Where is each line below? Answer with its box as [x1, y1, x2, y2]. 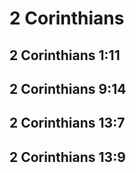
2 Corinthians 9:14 [9, 80, 127, 97]
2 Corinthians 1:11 [9, 47, 121, 64]
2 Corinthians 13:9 [9, 148, 126, 166]
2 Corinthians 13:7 [9, 115, 126, 132]
